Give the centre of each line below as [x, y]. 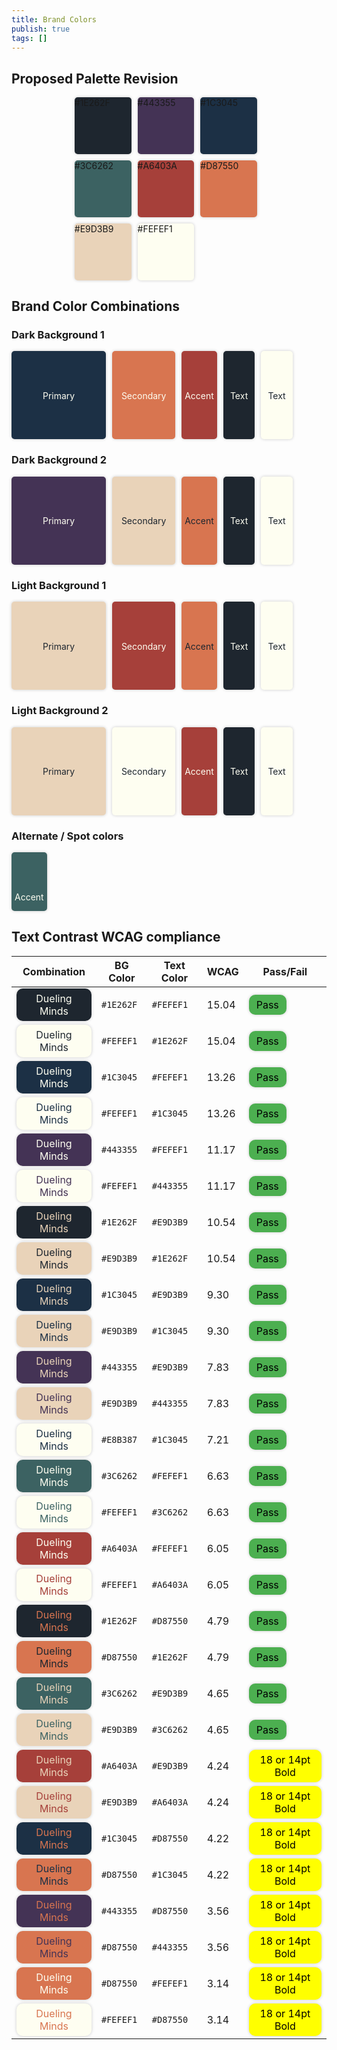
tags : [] [29, 38]
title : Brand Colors [54, 19]
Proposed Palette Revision [95, 78]
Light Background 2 [60, 711]
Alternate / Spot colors [67, 836]
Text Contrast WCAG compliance [116, 937]
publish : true [41, 29]
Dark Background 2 [59, 460]
